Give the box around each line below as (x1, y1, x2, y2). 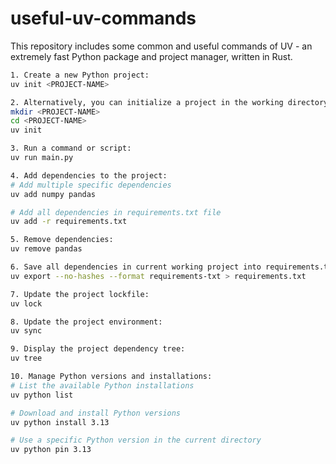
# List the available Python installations (10, 380, 195, 391)
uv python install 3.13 (10, 417, 110, 427)
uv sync (10, 326, 43, 336)
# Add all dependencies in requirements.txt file (10, 207, 222, 217)
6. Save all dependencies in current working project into (10, 262, 262, 272)
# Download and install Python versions (10, 408, 182, 418)
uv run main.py (10, 153, 74, 163)
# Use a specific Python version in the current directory (10, 435, 262, 446)
